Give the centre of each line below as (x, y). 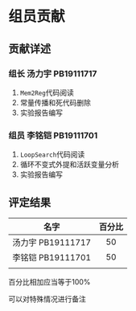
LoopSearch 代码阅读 (52, 154)
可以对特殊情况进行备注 (47, 299)
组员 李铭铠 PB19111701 (53, 135)
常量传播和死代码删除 (55, 102)
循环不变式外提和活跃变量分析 (69, 165)
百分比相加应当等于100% (49, 281)
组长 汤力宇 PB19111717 (53, 73)
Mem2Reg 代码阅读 (47, 92)
